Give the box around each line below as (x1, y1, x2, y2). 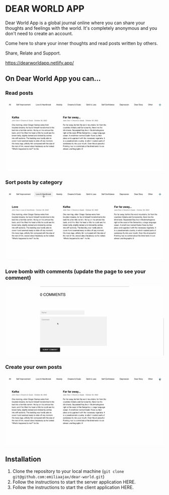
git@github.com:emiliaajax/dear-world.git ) (12, 474, 105, 480)
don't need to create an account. (5, 30, 73, 36)
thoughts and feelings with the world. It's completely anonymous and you (5, 25, 157, 31)
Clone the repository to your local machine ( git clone (12, 468, 124, 474)
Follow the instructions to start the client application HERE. (12, 484, 134, 490)
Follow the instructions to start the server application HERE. (12, 479, 136, 485)
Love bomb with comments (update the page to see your (5, 268, 146, 275)
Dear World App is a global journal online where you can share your (5, 20, 145, 26)
